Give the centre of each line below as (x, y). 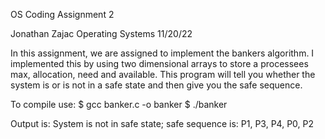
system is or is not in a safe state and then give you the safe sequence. (156, 85)
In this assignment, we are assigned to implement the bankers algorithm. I (162, 53)
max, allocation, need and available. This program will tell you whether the (163, 74)
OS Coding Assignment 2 (62, 14)
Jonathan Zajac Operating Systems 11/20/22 (101, 33)
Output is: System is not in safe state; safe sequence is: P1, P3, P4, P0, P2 (162, 123)
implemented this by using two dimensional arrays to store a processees (159, 63)
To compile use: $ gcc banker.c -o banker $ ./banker (119, 104)
